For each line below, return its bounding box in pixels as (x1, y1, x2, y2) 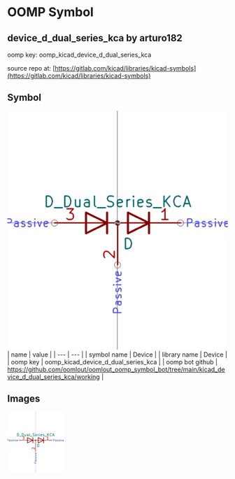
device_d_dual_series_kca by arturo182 (7, 32, 183, 44)
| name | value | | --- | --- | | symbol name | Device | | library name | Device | (7, 350, 227, 359)
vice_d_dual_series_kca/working (7, 372, 100, 381)
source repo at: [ (7, 64, 55, 72)
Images (7, 393, 41, 405)
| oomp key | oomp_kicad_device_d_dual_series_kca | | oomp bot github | (7, 357, 218, 366)
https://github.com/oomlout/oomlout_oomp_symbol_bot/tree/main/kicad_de (7, 365, 225, 373)
